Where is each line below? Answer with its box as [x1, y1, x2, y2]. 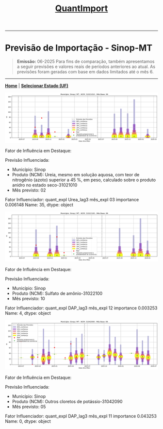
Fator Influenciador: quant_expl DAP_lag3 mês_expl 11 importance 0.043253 [5, 413, 157, 419]
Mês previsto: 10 [12, 295, 45, 301]
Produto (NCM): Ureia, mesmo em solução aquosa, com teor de [12, 172, 140, 177]
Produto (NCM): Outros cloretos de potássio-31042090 [12, 399, 123, 405]
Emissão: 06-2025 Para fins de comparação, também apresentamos [16, 59, 155, 65]
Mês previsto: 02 [12, 187, 46, 193]
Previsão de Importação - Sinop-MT [5, 42, 153, 53]
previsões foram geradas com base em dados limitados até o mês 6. [16, 69, 154, 75]
